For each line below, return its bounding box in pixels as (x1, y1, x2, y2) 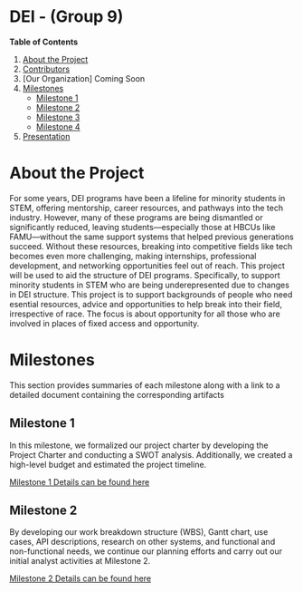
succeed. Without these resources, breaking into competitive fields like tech (9, 240, 293, 251)
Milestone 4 (35, 121, 80, 132)
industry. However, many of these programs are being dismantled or (9, 211, 264, 223)
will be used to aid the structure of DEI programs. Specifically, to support (9, 269, 280, 280)
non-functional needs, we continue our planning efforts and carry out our (9, 546, 283, 557)
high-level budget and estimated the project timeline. (9, 459, 207, 470)
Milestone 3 (35, 112, 80, 122)
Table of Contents (9, 36, 79, 47)
